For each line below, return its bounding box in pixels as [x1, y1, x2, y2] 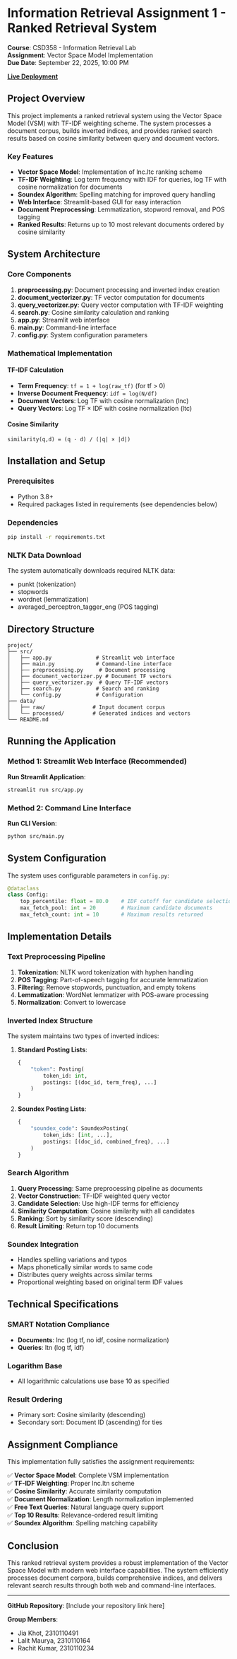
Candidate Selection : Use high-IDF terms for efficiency [17, 1199, 180, 1207]
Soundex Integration [7, 1239, 79, 1249]
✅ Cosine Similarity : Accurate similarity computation [7, 1487, 162, 1496]
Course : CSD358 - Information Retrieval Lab [7, 43, 136, 52]
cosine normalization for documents [17, 182, 123, 192]
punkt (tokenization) [17, 580, 76, 588]
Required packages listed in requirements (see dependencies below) [17, 500, 218, 508]
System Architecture [7, 248, 101, 260]
